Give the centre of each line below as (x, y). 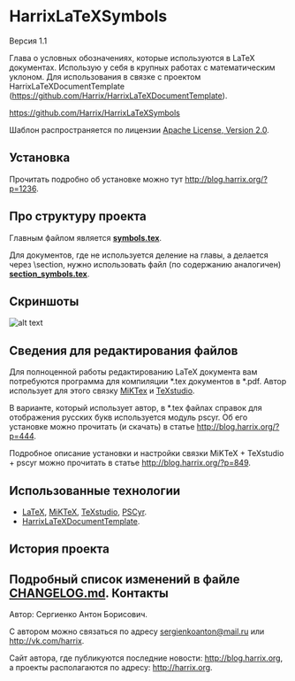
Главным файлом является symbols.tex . (85, 237)
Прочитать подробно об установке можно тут (96, 179)
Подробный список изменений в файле (125, 579)
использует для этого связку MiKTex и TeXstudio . (102, 391)
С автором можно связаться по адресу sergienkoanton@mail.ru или (137, 631)
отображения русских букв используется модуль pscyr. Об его (129, 417)
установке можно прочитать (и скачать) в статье (102, 427)
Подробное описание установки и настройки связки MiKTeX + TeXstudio (147, 453)
